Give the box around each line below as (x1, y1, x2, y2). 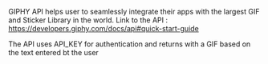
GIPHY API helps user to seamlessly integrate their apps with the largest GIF (8, 7, 260, 16)
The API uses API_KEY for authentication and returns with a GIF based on (8, 39, 251, 49)
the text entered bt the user (8, 48, 99, 57)
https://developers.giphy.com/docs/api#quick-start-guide (8, 24, 199, 33)
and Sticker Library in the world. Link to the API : (8, 15, 169, 25)
